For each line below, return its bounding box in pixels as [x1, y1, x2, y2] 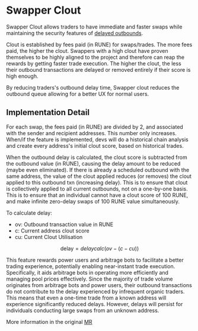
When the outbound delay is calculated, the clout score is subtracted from [6, 154, 188, 161]
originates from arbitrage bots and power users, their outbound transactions [6, 281, 193, 288]
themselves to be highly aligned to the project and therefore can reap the [6, 53, 185, 61]
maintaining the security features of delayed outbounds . [6, 29, 143, 36]
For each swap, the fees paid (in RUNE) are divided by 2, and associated [6, 123, 184, 131]
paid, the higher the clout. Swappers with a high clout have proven [6, 47, 169, 54]
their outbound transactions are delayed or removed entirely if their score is [6, 66, 191, 73]
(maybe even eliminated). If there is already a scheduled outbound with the [6, 166, 190, 173]
